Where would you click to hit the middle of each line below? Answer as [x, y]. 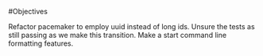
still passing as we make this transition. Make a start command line [118, 35]
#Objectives [28, 11]
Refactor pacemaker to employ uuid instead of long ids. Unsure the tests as [132, 26]
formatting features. [41, 43]
